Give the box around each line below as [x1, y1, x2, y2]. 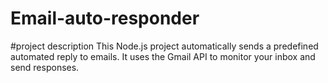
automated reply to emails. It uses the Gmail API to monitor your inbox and [10, 50, 316, 62]
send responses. [10, 61, 80, 73]
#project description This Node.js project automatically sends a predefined [10, 40, 319, 52]
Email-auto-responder [10, 7, 200, 30]
